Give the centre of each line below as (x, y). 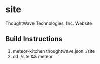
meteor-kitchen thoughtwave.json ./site (54, 51)
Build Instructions (34, 39)
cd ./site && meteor (33, 56)
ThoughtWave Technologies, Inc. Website (49, 23)
